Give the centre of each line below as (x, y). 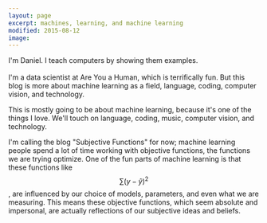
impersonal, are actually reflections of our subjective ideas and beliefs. (124, 210)
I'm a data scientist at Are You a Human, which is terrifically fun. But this (127, 77)
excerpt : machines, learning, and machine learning (96, 23)
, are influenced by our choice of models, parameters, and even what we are (133, 194)
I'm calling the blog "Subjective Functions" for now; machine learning (122, 142)
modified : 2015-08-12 (44, 30)
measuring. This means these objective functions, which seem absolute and (133, 202)
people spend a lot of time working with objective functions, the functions (130, 151)
